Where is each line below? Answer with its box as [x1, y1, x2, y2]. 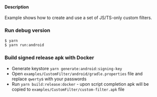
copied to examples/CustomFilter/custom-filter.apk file [11, 86, 125, 92]
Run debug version [4, 27, 51, 34]
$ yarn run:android [4, 43, 44, 48]
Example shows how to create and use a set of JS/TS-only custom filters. [4, 15, 152, 21]
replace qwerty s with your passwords [11, 76, 87, 82]
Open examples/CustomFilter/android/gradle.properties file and [11, 71, 143, 76]
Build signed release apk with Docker [4, 54, 95, 61]
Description [4, 4, 29, 10]
